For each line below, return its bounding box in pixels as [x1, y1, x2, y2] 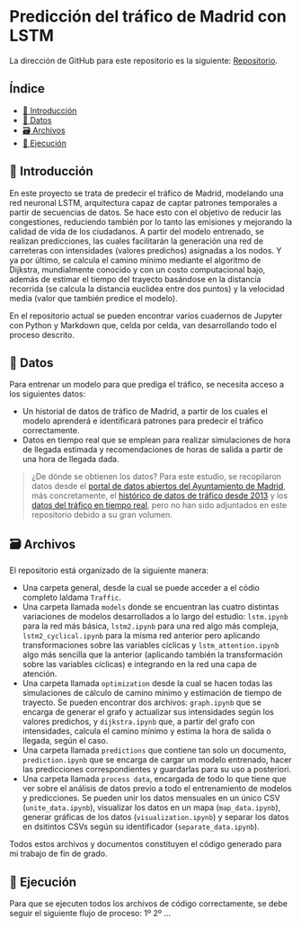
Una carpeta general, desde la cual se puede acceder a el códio [22, 583, 261, 593]
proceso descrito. [9, 329, 75, 340]
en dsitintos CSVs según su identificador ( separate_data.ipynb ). [22, 821, 261, 833]
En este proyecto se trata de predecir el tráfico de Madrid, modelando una [9, 187, 284, 199]
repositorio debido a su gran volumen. [31, 510, 173, 521]
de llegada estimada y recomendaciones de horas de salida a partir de [22, 444, 283, 455]
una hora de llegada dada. [22, 454, 120, 465]
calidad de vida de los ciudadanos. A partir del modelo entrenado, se [9, 226, 265, 236]
